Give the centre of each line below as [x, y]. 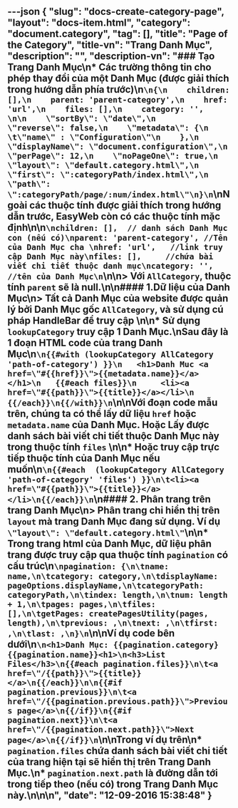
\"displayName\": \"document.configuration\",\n [118, 147]
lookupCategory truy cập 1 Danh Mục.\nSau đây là [118, 332]
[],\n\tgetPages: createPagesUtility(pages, [108, 614]
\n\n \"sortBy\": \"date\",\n [82, 119]
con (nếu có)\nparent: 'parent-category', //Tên [118, 238]
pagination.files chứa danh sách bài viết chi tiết [118, 751]
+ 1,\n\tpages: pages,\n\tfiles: [82, 605]
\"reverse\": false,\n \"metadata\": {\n [108, 128]
